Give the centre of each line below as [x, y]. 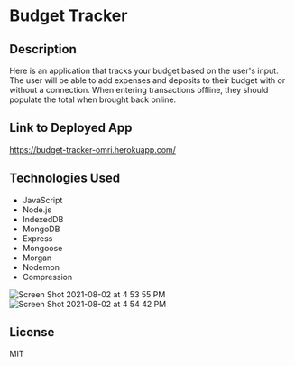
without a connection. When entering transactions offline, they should [139, 90]
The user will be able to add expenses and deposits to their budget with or [147, 80]
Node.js [37, 210]
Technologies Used [65, 178]
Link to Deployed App [71, 128]
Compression [47, 277]
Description [43, 49]
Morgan [37, 258]
